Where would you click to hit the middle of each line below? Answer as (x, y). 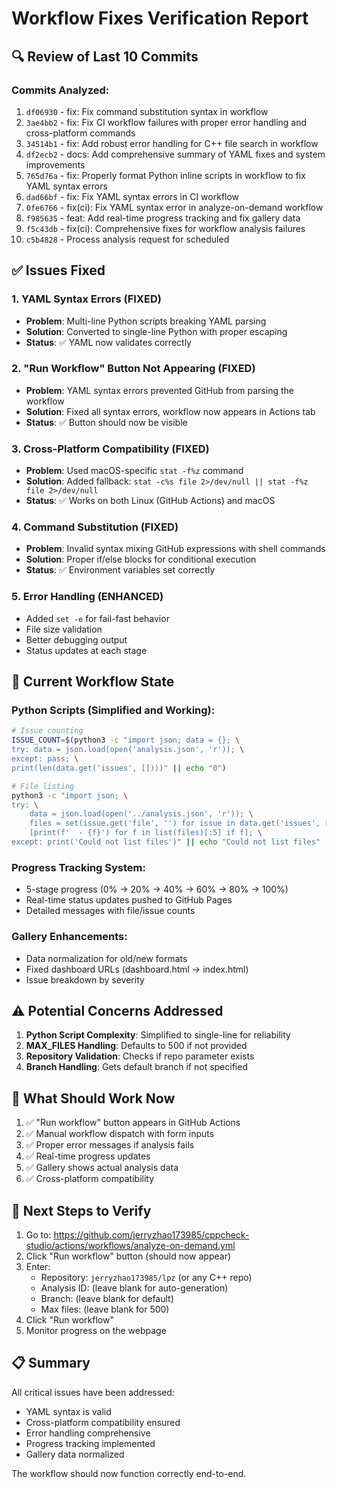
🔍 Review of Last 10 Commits (105, 56)
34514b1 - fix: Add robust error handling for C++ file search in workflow (172, 143)
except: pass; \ (45, 759)
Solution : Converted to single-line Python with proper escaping (156, 331)
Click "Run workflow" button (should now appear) (128, 1256)
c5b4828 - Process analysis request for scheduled (127, 239)
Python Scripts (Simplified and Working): (113, 710)
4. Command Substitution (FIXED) (95, 527)
